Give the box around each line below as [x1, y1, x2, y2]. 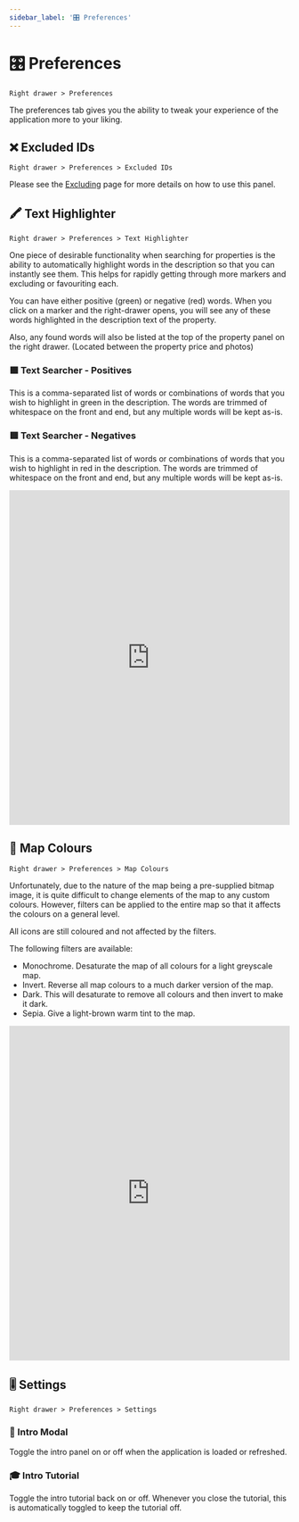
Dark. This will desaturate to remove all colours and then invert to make [21, 988, 284, 1000]
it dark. [21, 998, 49, 1009]
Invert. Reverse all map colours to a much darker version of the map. [21, 979, 274, 990]
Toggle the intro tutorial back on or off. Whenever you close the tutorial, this [9, 1493, 287, 1503]
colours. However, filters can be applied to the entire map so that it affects [9, 899, 281, 910]
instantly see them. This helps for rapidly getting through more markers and [9, 269, 287, 279]
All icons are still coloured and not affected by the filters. [9, 926, 216, 936]
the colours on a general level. [9, 908, 120, 919]
